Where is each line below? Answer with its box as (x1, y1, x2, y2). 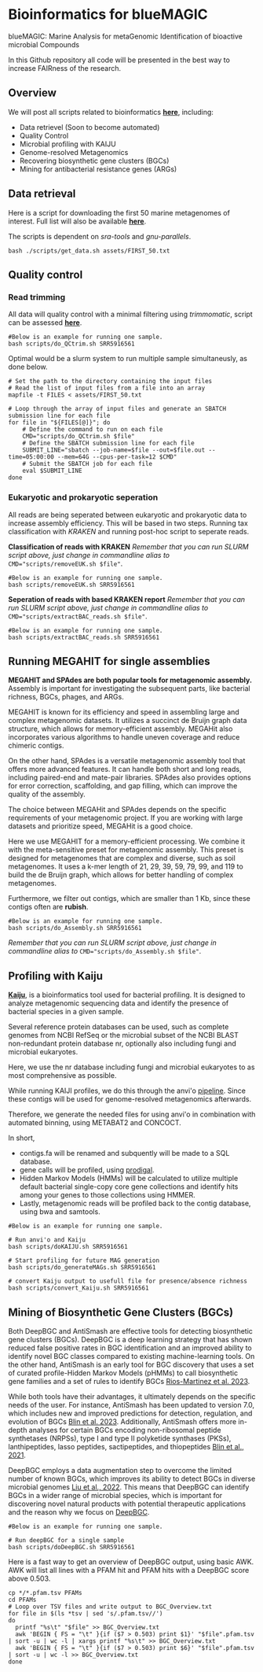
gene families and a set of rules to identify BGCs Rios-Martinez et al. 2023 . (8, 1376, 250, 1386)
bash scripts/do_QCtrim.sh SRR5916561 (8, 340, 135, 348)
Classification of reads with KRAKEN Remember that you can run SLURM (8, 541, 249, 552)
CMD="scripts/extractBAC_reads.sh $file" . (8, 611, 148, 621)
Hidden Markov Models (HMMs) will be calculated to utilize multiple (19, 1174, 239, 1183)
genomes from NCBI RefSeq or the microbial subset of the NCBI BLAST (8, 1031, 239, 1040)
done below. (8, 362, 49, 371)
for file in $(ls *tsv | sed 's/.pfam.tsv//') (8, 1609, 163, 1618)
